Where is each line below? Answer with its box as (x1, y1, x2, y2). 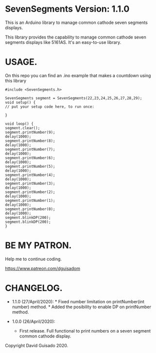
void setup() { (5, 100, 36, 105)
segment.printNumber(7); (5, 147, 55, 152)
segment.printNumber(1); (5, 198, 55, 203)
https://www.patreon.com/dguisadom (5, 265, 80, 271)
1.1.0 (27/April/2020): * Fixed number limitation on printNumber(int (12, 298, 145, 304)
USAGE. (5, 57, 37, 68)
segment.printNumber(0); (5, 206, 55, 212)
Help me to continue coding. (5, 256, 62, 262)
